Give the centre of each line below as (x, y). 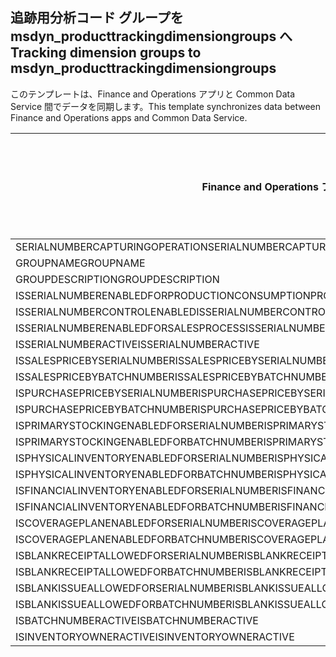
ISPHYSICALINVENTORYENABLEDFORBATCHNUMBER (145, 474)
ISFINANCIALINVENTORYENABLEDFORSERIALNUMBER (147, 490)
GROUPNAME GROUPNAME (80, 263)
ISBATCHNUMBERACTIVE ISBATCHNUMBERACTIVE (137, 620)
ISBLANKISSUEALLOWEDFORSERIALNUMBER (124, 588)
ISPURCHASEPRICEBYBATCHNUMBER (106, 409)
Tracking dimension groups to (106, 53)
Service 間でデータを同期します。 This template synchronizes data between (165, 106)
